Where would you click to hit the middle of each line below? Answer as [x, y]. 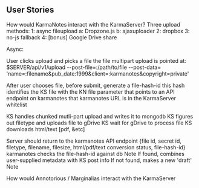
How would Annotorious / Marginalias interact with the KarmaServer [91, 178]
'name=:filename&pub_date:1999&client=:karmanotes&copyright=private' [98, 73]
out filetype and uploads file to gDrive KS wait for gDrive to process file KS [99, 123]
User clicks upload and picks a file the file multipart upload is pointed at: [96, 60]
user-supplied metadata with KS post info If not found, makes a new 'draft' [99, 160]
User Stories [30, 10]
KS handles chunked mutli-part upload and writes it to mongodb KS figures [100, 116]
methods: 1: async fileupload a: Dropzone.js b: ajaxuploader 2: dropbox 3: [98, 31]
